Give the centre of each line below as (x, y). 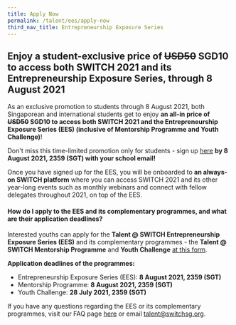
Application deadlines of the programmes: (71, 264)
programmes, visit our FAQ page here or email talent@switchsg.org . (107, 314)
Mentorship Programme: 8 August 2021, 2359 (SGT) (95, 285)
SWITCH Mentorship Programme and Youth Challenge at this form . (107, 249)
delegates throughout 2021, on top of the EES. (75, 195)
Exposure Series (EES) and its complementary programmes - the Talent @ (117, 242)
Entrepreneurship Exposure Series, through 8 (110, 78)
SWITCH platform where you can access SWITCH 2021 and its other (117, 180)
